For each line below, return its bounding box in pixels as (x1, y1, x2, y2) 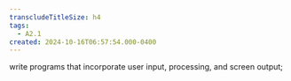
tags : (9, 21, 29, 30)
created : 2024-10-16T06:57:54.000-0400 (9, 37, 157, 47)
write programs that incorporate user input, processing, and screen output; (9, 62, 284, 72)
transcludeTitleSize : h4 (9, 12, 101, 22)
